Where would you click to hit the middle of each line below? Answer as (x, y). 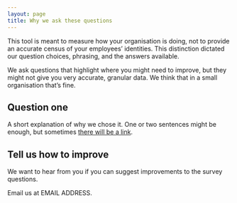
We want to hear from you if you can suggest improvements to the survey (115, 172)
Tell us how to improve (58, 154)
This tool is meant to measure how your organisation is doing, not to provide (118, 41)
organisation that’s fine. (42, 85)
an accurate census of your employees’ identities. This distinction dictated (116, 48)
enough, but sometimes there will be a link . (70, 132)
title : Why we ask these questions (60, 21)
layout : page (27, 14)
